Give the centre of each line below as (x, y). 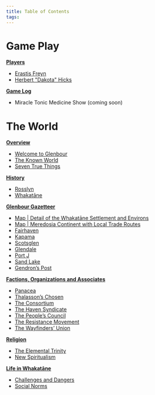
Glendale (26, 249)
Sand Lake (27, 262)
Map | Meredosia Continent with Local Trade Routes (77, 224)
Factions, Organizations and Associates (56, 279)
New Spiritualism (35, 357)
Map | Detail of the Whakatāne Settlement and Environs (82, 218)
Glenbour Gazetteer (31, 207)
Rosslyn (24, 189)
